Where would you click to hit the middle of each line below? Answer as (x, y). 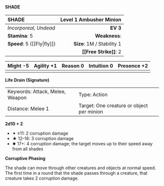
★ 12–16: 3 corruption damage (43, 139)
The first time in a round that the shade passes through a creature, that (76, 173)
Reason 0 (73, 66)
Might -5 (18, 66)
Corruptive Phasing (25, 159)
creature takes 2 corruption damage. (42, 178)
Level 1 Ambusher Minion (91, 20)
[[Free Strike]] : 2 (102, 52)
